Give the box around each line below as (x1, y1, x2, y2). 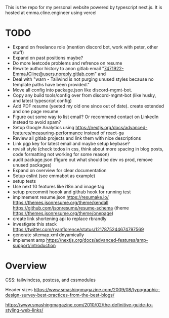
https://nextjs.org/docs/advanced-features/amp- (46, 237, 148, 243)
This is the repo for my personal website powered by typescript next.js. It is (5, 5, 162, 10)
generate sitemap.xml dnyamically (12, 232, 85, 238)
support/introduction (12, 242, 56, 248)
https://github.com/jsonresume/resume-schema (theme (12, 204, 129, 211)
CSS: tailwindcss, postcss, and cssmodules (5, 277, 96, 283)
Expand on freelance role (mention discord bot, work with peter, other (12, 44, 158, 50)
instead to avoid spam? (12, 119, 61, 125)
